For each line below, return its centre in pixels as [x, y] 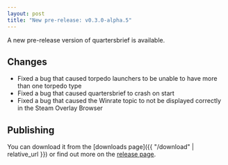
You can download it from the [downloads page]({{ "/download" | [101, 147]
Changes [27, 62]
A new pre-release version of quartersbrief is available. [86, 40]
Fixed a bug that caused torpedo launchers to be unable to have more [117, 79]
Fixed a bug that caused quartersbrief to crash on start [96, 93]
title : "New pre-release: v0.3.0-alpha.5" [70, 20]
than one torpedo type [49, 86]
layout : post [26, 14]
